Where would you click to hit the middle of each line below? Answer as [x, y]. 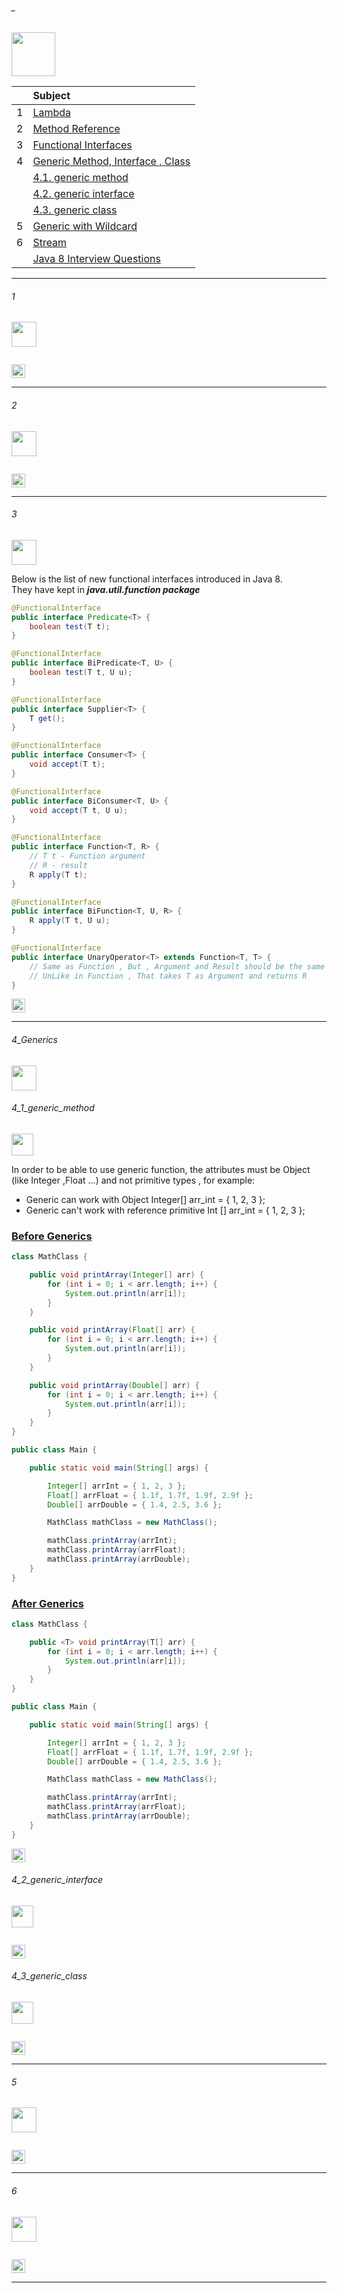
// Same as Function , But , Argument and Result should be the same [177, 966]
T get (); [47, 718]
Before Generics [52, 1236]
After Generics [47, 1603]
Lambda [51, 113]
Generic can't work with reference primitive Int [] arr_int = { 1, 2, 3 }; [165, 1210]
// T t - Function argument [87, 856]
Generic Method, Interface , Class [111, 161]
